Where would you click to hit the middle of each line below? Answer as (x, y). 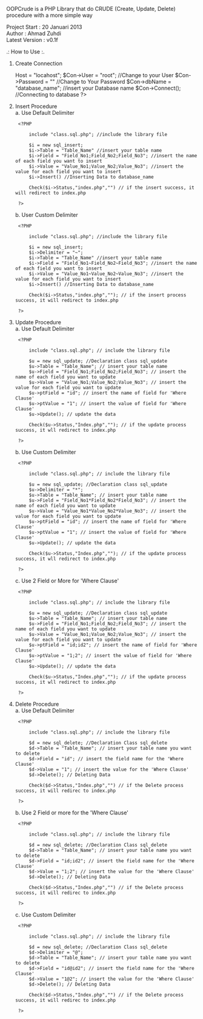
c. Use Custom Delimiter (45, 915)
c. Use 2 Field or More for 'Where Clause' (67, 581)
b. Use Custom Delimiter (45, 452)
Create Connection (38, 63)
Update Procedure (38, 322)
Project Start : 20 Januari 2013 (44, 27)
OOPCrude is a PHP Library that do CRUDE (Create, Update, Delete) (91, 9)
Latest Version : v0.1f (32, 40)
